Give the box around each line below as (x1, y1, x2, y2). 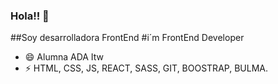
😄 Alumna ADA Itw (24, 51, 105, 63)
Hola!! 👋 (10, 9, 50, 23)
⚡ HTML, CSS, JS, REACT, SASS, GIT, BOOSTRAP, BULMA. (24, 62, 268, 74)
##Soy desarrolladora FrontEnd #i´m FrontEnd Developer (10, 32, 245, 44)
